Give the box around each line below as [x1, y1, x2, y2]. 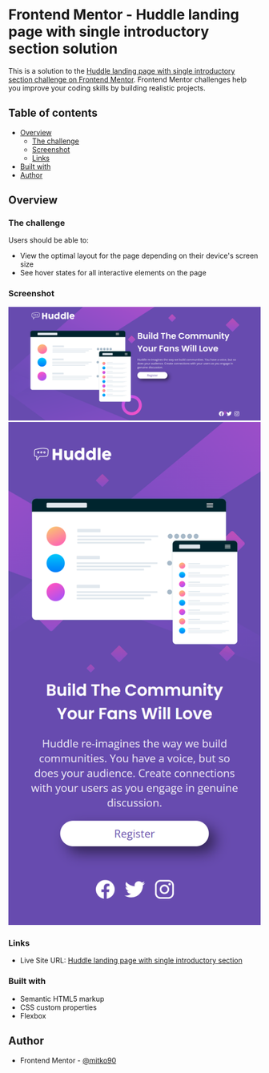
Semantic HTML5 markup [19, 994, 105, 1003]
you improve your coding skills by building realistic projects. [8, 82, 206, 93]
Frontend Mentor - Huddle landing [8, 6, 239, 24]
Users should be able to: [8, 235, 90, 245]
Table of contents [8, 106, 98, 120]
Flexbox [19, 1011, 46, 1020]
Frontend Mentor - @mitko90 [19, 1055, 117, 1065]
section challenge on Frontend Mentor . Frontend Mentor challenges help [8, 74, 247, 84]
